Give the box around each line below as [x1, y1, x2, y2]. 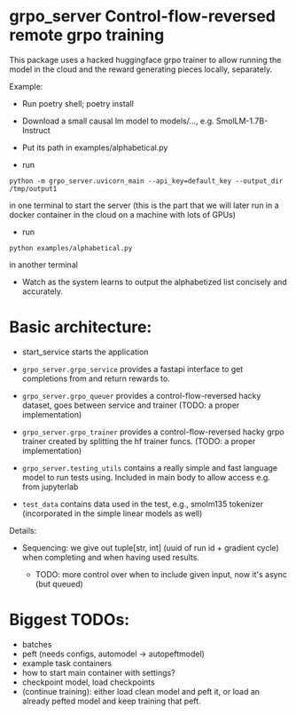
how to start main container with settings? [21, 667, 175, 678]
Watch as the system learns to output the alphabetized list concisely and [21, 276, 288, 287]
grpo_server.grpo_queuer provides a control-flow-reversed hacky [21, 390, 261, 401]
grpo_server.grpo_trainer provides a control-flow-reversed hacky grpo [21, 426, 285, 437]
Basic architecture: [9, 317, 152, 338]
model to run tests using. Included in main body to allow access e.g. [21, 472, 270, 482]
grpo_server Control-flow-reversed [9, 6, 277, 27]
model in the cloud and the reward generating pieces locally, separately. [9, 64, 273, 75]
